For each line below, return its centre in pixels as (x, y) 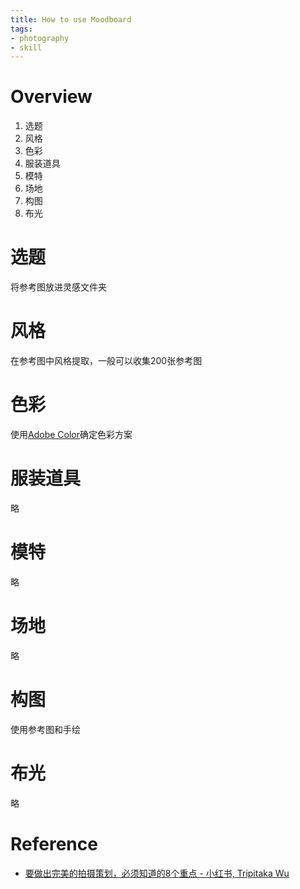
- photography (40, 38)
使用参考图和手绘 (45, 729)
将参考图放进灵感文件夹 (58, 287)
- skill (26, 47)
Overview (51, 97)
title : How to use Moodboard (71, 19)
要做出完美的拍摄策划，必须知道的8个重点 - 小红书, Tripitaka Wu (157, 873)
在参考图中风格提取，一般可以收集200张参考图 (106, 361)
